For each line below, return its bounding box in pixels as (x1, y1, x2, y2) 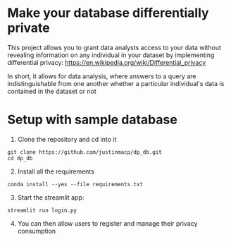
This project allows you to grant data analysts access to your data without (7, 43, 222, 52)
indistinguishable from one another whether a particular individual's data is (7, 79, 225, 87)
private (7, 20, 51, 36)
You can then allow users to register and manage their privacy (17, 219, 198, 227)
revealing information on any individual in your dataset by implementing (7, 51, 215, 59)
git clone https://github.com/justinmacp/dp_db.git (7, 148, 162, 156)
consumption (17, 226, 56, 235)
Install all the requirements (17, 167, 95, 176)
